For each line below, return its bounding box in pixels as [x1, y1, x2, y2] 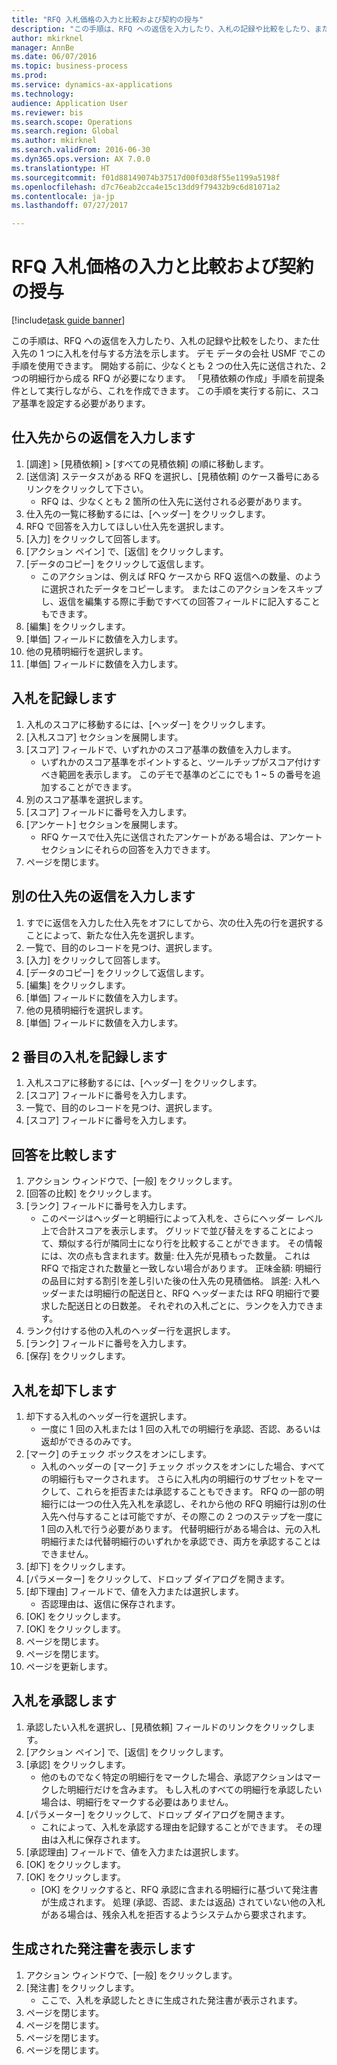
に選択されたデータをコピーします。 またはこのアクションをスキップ [40, 582, 323, 595]
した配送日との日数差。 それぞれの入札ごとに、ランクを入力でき [49, 1300, 315, 1312]
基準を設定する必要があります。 [19, 397, 151, 410]
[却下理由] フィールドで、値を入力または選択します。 [25, 1585, 244, 1597]
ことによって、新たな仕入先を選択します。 [25, 929, 200, 941]
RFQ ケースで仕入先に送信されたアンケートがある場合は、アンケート [40, 831, 323, 843]
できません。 [40, 1547, 94, 1560]
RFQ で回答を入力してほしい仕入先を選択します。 [25, 520, 229, 532]
